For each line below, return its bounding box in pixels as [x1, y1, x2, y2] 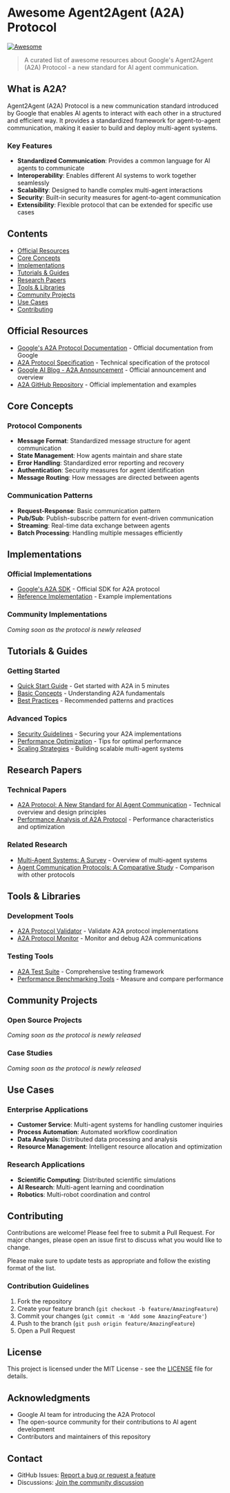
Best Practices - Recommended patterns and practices [17, 696, 174, 705]
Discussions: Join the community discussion [17, 1478, 144, 1487]
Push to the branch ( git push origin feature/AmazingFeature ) [17, 1319, 195, 1327]
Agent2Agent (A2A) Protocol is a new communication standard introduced [7, 102, 219, 110]
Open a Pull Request [17, 1326, 76, 1335]
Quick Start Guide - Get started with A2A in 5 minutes [17, 682, 170, 690]
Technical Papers [7, 785, 67, 795]
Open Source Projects [7, 1015, 82, 1025]
